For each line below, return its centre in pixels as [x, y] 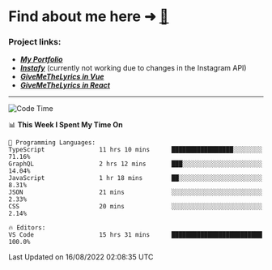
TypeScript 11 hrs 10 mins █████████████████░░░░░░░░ [136, 150]
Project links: [35, 42]
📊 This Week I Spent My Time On [66, 125]
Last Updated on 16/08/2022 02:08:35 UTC [81, 257]
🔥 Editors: [27, 228]
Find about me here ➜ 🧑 [89, 17]
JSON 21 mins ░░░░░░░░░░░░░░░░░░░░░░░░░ [136, 193]
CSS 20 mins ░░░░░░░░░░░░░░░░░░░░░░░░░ [136, 207]
